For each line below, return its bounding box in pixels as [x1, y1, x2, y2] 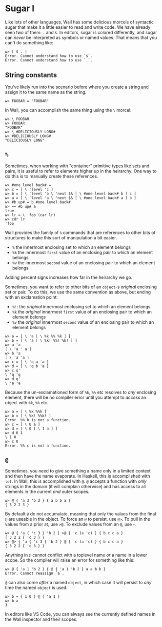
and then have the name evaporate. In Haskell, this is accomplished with [5, 473, 150, 479]
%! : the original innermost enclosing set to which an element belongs [12, 303, 151, 310]
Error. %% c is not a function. [5, 443, 71, 448]
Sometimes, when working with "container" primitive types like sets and [5, 163, 150, 169]
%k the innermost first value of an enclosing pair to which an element [12, 249, 153, 255]
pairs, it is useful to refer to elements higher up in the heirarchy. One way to [5, 168, 157, 174]
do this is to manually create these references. [5, 173, 99, 179]
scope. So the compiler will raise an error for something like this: [5, 557, 135, 563]
